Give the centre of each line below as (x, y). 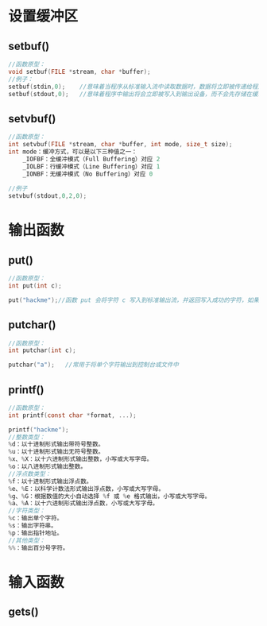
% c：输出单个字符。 (36, 518)
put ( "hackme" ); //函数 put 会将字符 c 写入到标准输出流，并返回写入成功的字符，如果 (134, 300)
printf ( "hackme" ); (39, 430)
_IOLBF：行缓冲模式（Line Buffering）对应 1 (91, 166)
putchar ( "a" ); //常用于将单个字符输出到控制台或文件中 (93, 365)
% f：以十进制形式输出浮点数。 (50, 481)
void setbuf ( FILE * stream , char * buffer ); (79, 71)
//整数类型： (27, 437)
